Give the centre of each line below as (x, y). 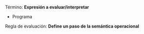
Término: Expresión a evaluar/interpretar (47, 7)
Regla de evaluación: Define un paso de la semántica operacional (72, 26)
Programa (22, 17)
